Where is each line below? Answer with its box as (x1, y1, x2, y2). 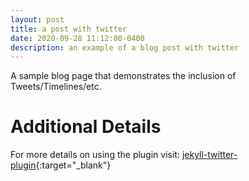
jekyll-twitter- (181, 149, 238, 161)
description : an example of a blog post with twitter (10, 42, 240, 53)
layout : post (10, 14, 65, 25)
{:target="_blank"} (35, 159, 112, 171)
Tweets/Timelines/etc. (10, 81, 102, 93)
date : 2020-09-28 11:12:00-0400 (10, 33, 145, 43)
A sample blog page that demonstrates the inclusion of (10, 70, 237, 82)
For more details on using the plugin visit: (10, 149, 180, 161)
